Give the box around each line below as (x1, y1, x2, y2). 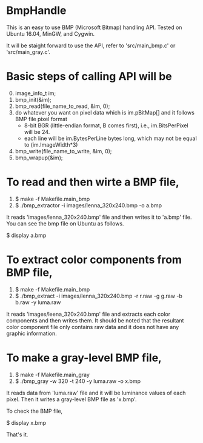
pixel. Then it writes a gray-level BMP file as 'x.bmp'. (6, 395, 138, 403)
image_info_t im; (15, 89, 56, 97)
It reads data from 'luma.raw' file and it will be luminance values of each (6, 389, 186, 396)
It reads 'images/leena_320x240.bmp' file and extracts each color (6, 310, 171, 318)
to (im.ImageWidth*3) (24, 141, 78, 148)
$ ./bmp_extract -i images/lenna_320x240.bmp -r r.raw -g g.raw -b (15, 292, 183, 299)
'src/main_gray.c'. (6, 48, 50, 55)
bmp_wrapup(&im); (15, 154, 63, 161)
